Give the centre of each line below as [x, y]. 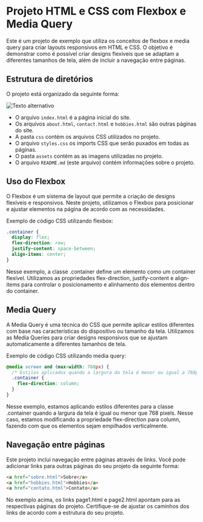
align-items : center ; [39, 255]
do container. [23, 291]
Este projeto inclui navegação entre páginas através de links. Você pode [96, 460]
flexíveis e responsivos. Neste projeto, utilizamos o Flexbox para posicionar [100, 202]
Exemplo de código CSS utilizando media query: [66, 355]
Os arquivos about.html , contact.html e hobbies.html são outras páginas [106, 124]
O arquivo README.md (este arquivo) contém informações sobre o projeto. [105, 162]
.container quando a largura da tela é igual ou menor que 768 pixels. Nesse [100, 413]
